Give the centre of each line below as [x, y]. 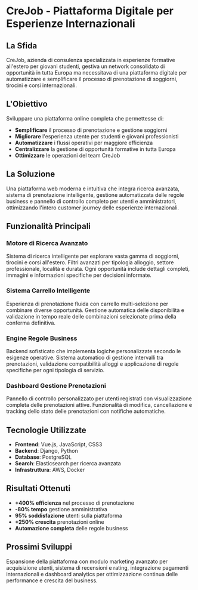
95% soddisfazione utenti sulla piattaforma [68, 515]
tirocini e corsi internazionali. [42, 85]
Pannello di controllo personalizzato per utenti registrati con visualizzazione [99, 399]
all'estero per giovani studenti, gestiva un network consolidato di [86, 66]
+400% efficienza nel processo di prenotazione [75, 503]
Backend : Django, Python [47, 451]
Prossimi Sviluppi [39, 547]
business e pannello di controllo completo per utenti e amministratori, [91, 201]
